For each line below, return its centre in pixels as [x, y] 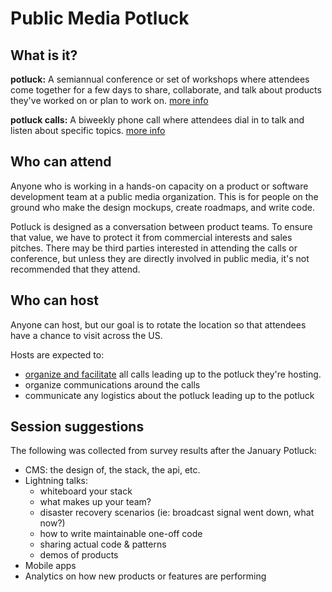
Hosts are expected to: [57, 354]
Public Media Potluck [100, 18]
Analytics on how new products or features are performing [145, 576]
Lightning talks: [56, 481]
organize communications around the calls [112, 384]
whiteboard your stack [86, 491]
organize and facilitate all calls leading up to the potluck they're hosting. [173, 374]
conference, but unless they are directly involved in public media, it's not [160, 258]
